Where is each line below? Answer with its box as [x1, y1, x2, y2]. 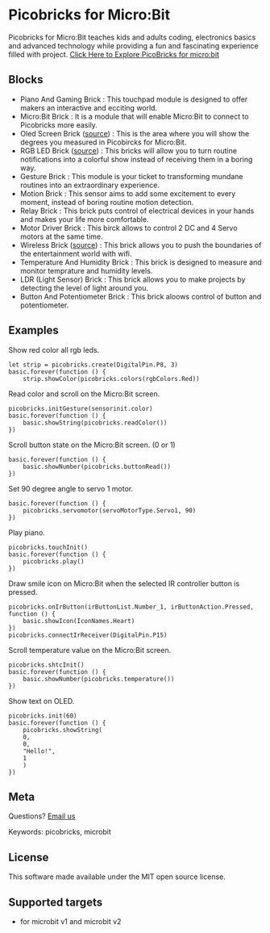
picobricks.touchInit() [8, 543, 89, 551]
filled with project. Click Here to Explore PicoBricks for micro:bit [8, 49, 220, 59]
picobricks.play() [23, 557, 85, 566]
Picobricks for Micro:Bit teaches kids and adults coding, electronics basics [8, 32, 256, 42]
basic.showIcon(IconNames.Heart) [23, 617, 135, 625]
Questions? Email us [8, 811, 76, 821]
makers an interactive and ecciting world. [19, 103, 158, 112]
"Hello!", [23, 747, 56, 755]
